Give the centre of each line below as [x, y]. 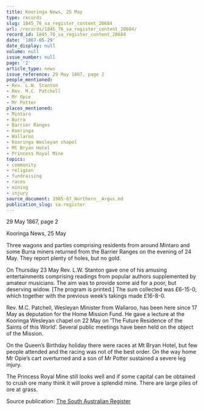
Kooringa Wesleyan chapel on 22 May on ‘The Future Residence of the [94, 321]
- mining [17, 188]
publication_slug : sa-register [46, 205]
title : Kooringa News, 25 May [45, 12]
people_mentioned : [29, 80]
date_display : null [31, 46]
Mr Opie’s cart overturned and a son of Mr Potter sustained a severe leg [96, 358]
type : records [24, 18]
